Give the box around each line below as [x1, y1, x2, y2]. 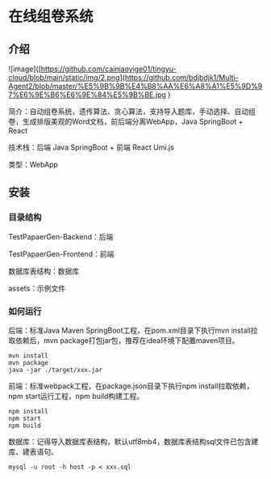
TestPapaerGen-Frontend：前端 [8, 248, 115, 259]
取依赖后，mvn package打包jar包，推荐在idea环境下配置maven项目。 [8, 335, 240, 345]
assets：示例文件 [8, 283, 66, 293]
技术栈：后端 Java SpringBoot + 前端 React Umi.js [8, 142, 175, 152]
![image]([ [8, 64, 42, 74]
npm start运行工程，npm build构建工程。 [8, 391, 144, 401]
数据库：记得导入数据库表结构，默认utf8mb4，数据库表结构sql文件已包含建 [8, 436, 259, 446]
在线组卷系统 [8, 7, 94, 26]
